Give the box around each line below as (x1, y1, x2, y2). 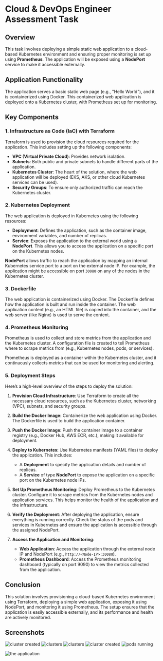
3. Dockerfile (5, 285, 36, 292)
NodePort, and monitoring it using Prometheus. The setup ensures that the (5, 604, 155, 610)
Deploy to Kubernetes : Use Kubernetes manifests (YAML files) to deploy (12, 447, 158, 453)
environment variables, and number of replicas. (12, 232, 107, 238)
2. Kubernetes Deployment (5, 202, 70, 208)
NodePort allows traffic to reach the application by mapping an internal (5, 257, 147, 264)
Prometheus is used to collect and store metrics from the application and (5, 335, 151, 341)
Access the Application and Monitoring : (12, 536, 94, 542)
